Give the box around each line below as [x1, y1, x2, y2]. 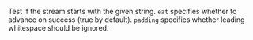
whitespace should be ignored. [8, 24, 109, 32]
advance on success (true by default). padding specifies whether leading [8, 15, 245, 24]
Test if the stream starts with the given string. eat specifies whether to [8, 7, 237, 16]
